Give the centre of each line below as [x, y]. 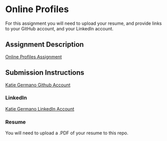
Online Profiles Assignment [34, 57]
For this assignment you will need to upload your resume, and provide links [83, 23]
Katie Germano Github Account [38, 85]
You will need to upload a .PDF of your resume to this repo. [67, 133]
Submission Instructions [45, 73]
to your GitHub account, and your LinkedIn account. [59, 28]
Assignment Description [45, 45]
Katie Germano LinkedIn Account [40, 109]
